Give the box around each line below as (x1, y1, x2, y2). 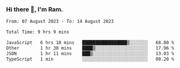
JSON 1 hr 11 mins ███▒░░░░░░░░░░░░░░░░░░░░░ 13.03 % (6, 50, 175, 56)
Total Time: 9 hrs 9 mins (6, 29, 69, 35)
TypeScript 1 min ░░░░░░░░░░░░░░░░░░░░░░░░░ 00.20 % (6, 56, 175, 62)
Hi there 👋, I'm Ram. (6, 5, 63, 13)
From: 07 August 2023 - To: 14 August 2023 (6, 19, 114, 25)
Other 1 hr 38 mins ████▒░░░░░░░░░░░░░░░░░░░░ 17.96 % (6, 45, 175, 51)
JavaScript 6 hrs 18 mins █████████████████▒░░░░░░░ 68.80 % (6, 40, 175, 46)
